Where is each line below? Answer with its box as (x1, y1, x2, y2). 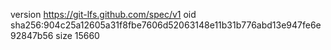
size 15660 (55, 30, 100, 41)
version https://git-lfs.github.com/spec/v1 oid (10, 9, 197, 20)
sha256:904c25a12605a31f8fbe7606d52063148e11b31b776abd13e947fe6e (10, 19, 322, 31)
